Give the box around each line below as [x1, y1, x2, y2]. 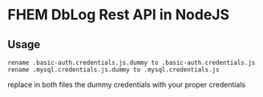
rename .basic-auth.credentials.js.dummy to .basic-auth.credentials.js [7, 59, 256, 67]
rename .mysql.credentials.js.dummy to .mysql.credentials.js [7, 66, 220, 74]
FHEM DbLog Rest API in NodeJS [7, 6, 230, 24]
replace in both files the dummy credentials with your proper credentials [7, 80, 246, 89]
